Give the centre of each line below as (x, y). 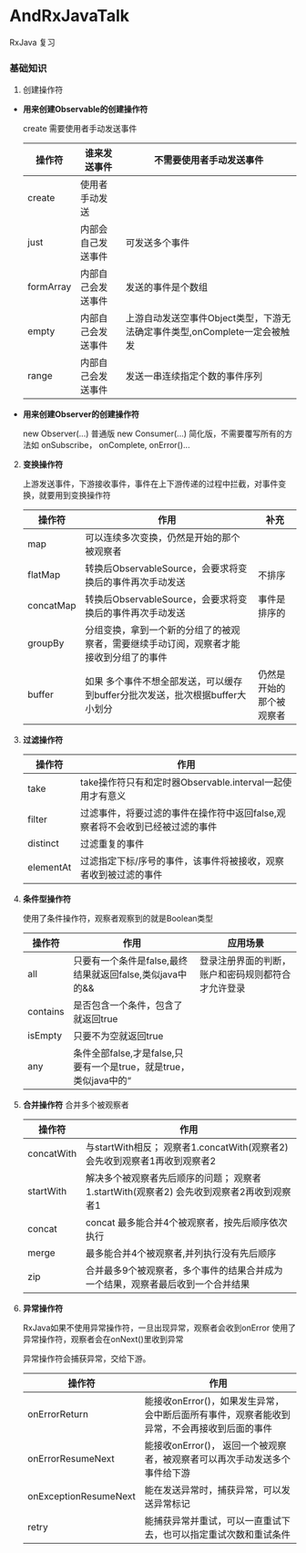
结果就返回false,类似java (126, 975)
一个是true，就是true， (141, 1067)
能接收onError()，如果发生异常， (214, 1402)
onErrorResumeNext (71, 1459)
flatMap (44, 575)
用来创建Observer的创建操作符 (81, 414)
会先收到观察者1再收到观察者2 (151, 1162)
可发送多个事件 (158, 243)
